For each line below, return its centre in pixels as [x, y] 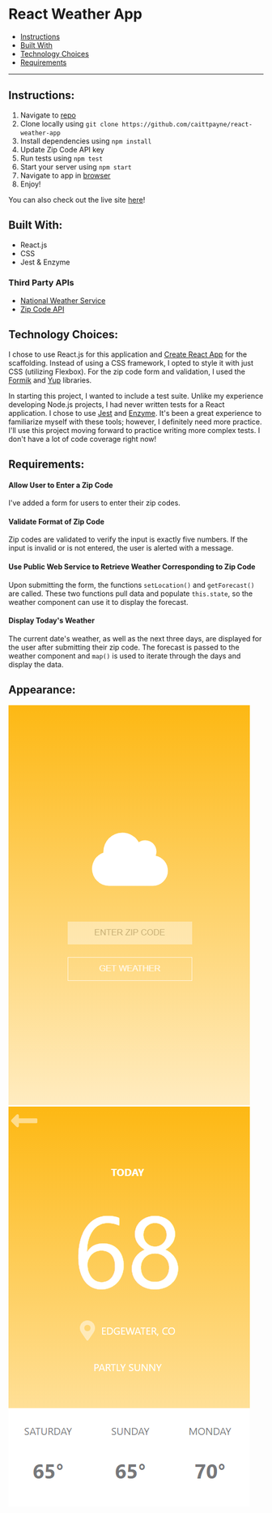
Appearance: [42, 690]
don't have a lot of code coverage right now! [83, 439]
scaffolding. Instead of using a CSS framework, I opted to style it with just [131, 362]
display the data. [36, 664]
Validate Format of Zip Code [57, 521]
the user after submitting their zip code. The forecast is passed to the [124, 647]
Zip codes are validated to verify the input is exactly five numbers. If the [128, 539]
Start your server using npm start [76, 166]
